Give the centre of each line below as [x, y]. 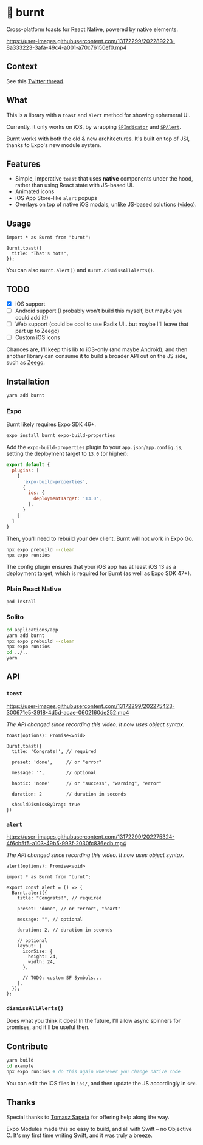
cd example [20, 1066]
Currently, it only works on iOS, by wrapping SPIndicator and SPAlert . [94, 126]
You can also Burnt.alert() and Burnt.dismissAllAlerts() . [81, 270]
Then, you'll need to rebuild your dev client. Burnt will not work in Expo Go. [100, 538]
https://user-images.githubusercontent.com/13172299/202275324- [91, 837]
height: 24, [43, 957]
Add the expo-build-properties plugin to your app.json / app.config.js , [95, 447]
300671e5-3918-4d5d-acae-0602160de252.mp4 [68, 712]
